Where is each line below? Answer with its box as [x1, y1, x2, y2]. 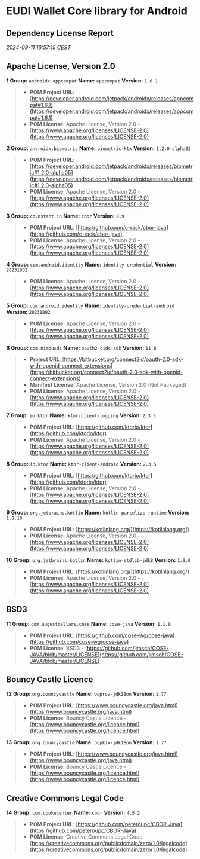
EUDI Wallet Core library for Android [6, 4, 187, 18]
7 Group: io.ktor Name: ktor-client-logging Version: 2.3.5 [6, 411, 157, 419]
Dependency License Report [6, 28, 114, 38]
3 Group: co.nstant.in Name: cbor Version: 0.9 [6, 212, 125, 219]
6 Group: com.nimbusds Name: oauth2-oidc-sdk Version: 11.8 [6, 344, 157, 351]
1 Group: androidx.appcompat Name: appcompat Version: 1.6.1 [6, 77, 158, 84]
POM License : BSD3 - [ [29, 644, 87, 652]
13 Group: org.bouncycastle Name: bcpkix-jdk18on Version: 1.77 [6, 739, 167, 746]
